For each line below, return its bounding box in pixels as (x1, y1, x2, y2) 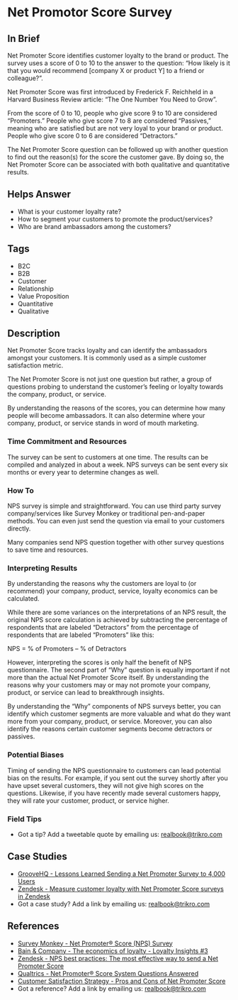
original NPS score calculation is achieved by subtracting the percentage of (7, 616, 228, 624)
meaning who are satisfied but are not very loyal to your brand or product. (7, 124, 223, 132)
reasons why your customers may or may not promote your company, (7, 681, 211, 689)
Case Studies (7, 850, 67, 862)
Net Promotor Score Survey (7, 4, 172, 21)
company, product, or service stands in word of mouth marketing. (7, 419, 199, 428)
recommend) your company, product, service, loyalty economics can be (7, 587, 218, 596)
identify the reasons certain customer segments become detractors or (7, 725, 212, 733)
